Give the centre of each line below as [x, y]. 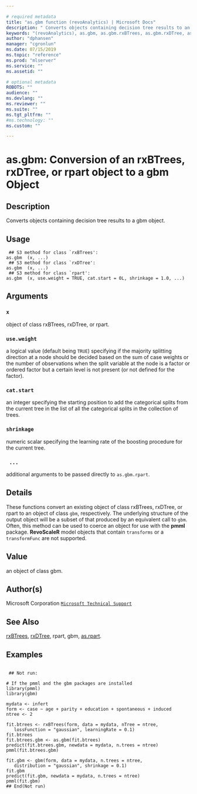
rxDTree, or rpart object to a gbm [87, 172]
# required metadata [31, 16]
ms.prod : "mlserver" [31, 60]
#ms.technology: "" [30, 120]
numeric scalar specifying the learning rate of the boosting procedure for [94, 441]
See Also [23, 622]
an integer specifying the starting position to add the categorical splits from [97, 403]
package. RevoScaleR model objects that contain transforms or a [85, 532]
